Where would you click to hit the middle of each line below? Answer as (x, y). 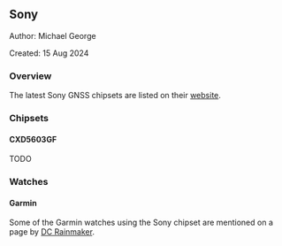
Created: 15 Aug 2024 (49, 53)
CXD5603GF (33, 139)
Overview (30, 76)
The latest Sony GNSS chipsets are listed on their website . (115, 96)
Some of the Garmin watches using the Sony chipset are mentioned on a (141, 223)
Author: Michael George (53, 35)
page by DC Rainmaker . (52, 232)
